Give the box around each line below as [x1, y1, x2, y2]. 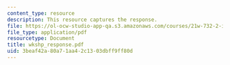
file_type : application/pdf [7, 28, 88, 36]
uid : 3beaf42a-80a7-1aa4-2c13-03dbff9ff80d [7, 48, 133, 55]
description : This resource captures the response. [7, 16, 157, 23]
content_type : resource [7, 9, 75, 17]
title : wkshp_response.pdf [7, 41, 84, 48]
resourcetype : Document [7, 35, 75, 42]
